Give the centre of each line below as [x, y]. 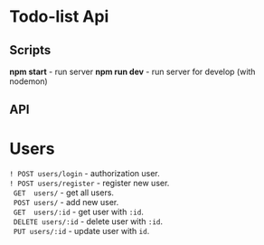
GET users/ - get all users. [64, 193]
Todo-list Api [59, 17]
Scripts [30, 50]
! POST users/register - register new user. [90, 184]
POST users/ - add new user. [66, 203]
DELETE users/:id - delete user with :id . [88, 221]
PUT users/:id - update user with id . [81, 231]
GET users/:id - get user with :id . [79, 212]
